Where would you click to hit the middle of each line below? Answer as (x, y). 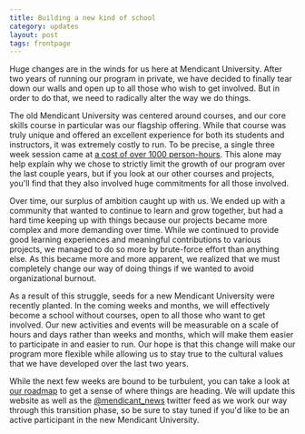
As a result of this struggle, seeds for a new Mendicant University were (142, 296)
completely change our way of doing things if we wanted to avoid (132, 268)
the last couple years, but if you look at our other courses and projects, (142, 174)
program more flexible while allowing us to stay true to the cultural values (147, 354)
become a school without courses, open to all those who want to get (138, 316)
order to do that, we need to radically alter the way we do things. (130, 98)
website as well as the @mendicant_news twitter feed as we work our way (148, 400)
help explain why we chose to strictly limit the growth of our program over (148, 164)
